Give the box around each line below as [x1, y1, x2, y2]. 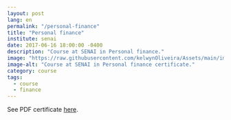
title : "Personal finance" [7, 29, 85, 36]
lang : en [7, 16, 32, 23]
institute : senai [7, 36, 57, 43]
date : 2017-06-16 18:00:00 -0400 [7, 42, 103, 49]
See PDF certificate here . [7, 106, 78, 114]
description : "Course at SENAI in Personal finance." [7, 49, 165, 56]
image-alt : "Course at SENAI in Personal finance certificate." [7, 61, 195, 68]
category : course [7, 67, 57, 74]
